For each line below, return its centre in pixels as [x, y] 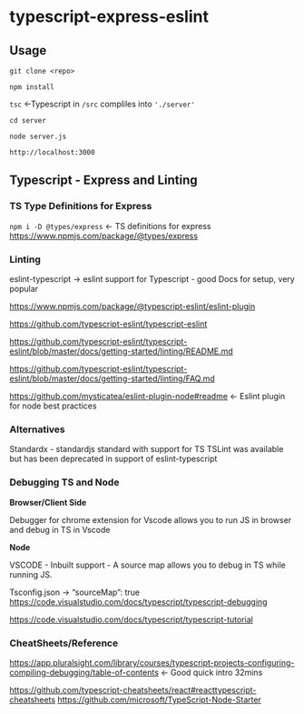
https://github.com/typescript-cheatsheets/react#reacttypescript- [133, 689]
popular [24, 288]
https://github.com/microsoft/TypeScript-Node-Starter [159, 699]
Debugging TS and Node [64, 482]
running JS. [31, 574]
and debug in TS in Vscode [60, 529]
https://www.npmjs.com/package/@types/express [103, 236]
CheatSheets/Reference [64, 643]
